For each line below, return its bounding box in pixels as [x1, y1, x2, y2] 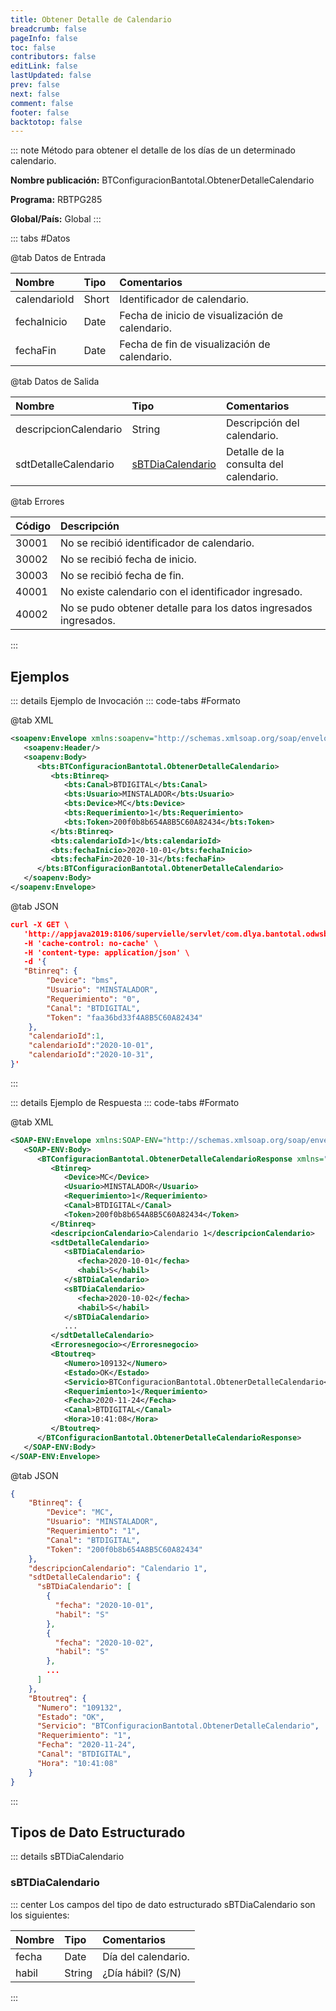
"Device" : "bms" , [46, 976, 118, 986]
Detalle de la [225, 445, 285, 459]
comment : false [10, 98, 74, 108]
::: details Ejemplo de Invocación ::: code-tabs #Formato [10, 695, 241, 707]
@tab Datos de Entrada [10, 252, 107, 264]
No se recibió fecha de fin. [60, 569, 185, 583]
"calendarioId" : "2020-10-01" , [28, 1041, 155, 1051]
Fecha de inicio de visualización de [119, 309, 284, 323]
